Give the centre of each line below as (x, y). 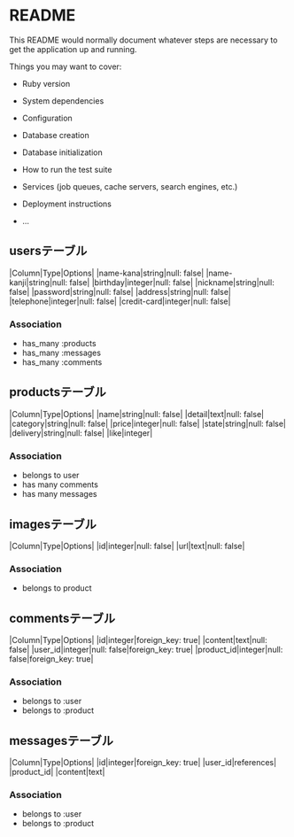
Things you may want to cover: (66, 66)
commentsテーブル (62, 618)
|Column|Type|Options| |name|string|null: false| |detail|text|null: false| (136, 414)
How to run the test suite (67, 169)
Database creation (56, 135)
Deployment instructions (67, 204)
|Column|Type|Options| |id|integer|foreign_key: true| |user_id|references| (143, 763)
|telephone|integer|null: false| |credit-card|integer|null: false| (120, 301)
